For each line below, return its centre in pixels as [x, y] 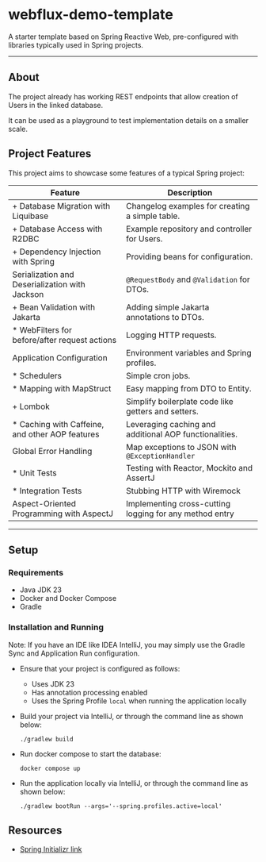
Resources [35, 830]
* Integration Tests [47, 491]
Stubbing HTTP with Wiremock [183, 491]
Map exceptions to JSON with [181, 447]
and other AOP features [56, 434]
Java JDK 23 [40, 590]
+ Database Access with [57, 229]
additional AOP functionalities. [181, 434]
